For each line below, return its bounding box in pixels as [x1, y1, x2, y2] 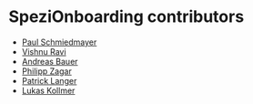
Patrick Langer [21, 75, 77, 86]
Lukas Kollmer [21, 85, 76, 96]
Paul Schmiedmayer [21, 36, 97, 47]
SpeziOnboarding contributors [8, 6, 245, 27]
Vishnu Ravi [21, 46, 66, 57]
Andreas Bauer [21, 56, 78, 67]
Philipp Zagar [21, 66, 72, 77]
